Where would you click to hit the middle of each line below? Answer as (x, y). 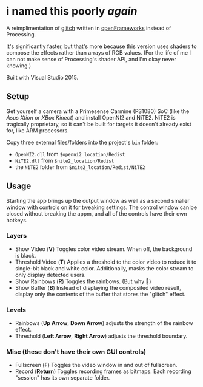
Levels (16, 310)
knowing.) (19, 66)
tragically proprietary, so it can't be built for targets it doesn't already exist (99, 124)
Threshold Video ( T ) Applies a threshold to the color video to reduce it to (106, 262)
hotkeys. (17, 220)
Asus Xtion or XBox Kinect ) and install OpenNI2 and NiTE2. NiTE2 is (91, 117)
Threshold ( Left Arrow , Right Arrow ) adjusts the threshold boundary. (101, 336)
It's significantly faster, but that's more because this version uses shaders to (101, 46)
